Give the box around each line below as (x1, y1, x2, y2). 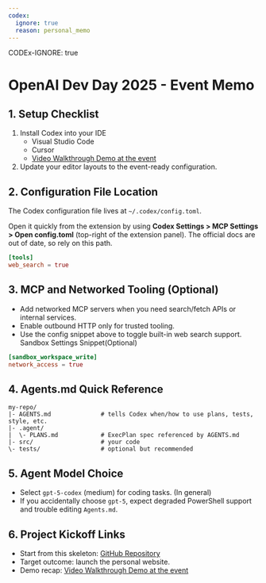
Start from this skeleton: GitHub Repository (19, 548, 160, 558)
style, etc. (8, 417, 48, 425)
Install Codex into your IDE (19, 128, 107, 138)
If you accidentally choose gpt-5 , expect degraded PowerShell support (19, 497, 253, 506)
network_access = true (8, 360, 83, 369)
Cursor (31, 145, 55, 155)
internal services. (19, 313, 77, 322)
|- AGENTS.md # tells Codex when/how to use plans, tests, (8, 410, 254, 419)
